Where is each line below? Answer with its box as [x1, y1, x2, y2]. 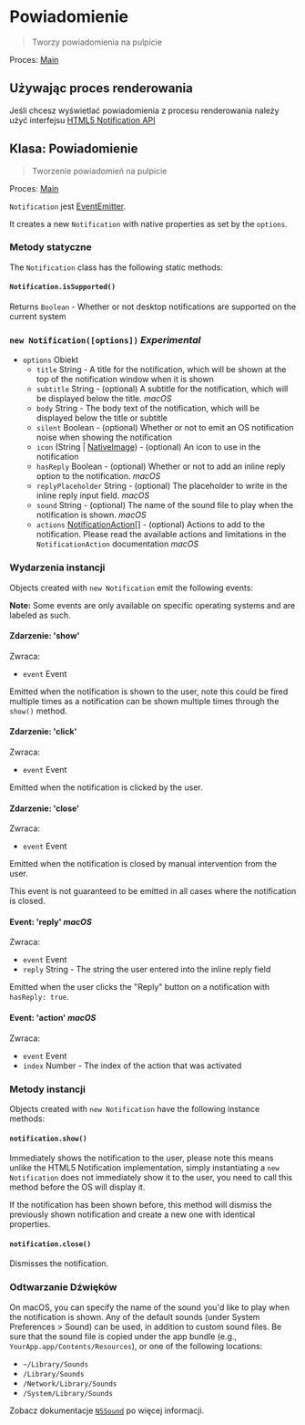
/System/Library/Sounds [22, 1389, 114, 1398]
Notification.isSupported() [9, 283, 117, 292]
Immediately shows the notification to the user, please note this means [9, 1152, 274, 1164]
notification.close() [9, 1239, 92, 1249]
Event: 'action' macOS [9, 1013, 97, 1024]
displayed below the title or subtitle [36, 412, 168, 423]
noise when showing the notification [36, 432, 173, 443]
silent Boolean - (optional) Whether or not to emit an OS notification [36, 422, 294, 433]
